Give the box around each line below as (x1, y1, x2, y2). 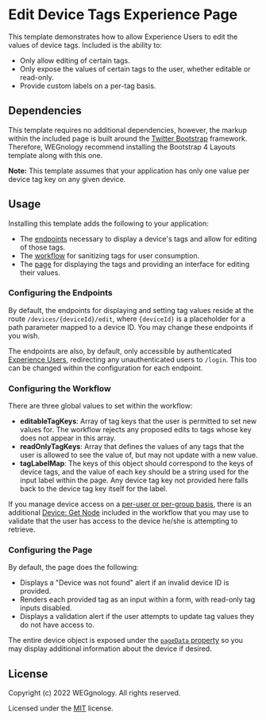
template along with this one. (8, 150, 103, 160)
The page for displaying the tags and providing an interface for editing (19, 259, 250, 269)
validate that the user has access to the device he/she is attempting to (8, 517, 238, 526)
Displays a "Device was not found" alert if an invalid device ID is (19, 578, 229, 587)
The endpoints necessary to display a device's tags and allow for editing (19, 234, 257, 243)
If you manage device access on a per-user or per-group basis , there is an (8, 499, 252, 509)
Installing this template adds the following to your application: (8, 219, 209, 228)
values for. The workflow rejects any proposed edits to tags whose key (19, 425, 252, 435)
